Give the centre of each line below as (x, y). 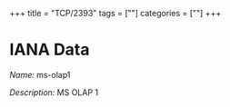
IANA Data (50, 50)
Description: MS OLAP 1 (54, 92)
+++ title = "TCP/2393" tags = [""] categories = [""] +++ (115, 13)
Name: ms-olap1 (40, 74)
